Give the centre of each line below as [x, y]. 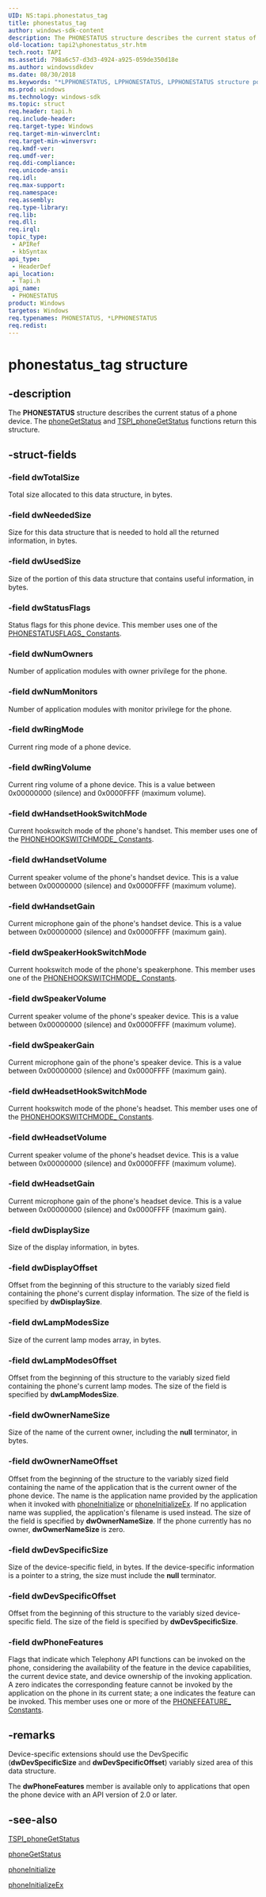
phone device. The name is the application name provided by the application [133, 1496]
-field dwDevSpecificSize [58, 1549]
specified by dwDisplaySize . [55, 1302]
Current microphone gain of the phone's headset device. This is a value [125, 1201]
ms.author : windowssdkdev [51, 67]
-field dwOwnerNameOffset [63, 1461]
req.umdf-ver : [32, 156]
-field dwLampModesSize [59, 1323]
